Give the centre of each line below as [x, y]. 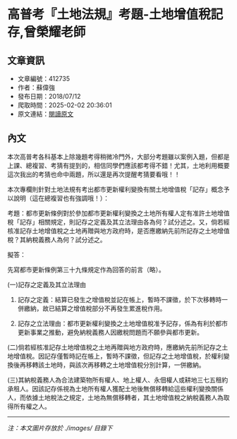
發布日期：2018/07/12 [49, 96]
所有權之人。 [32, 406]
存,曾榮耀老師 [47, 32]
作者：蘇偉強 [36, 88]
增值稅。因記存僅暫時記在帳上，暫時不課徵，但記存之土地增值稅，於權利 [118, 356]
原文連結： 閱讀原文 [45, 114]
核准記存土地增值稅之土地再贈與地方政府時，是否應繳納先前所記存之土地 [112, 231]
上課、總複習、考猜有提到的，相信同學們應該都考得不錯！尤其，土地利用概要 [119, 165]
